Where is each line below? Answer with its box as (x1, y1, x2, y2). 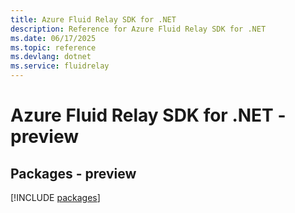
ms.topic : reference (10, 42, 97, 53)
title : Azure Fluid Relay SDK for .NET (10, 14, 177, 25)
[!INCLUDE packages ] (10, 192, 101, 203)
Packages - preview (10, 165, 137, 182)
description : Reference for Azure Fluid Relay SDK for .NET (10, 24, 267, 34)
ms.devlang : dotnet (10, 52, 92, 62)
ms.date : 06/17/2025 (10, 33, 97, 43)
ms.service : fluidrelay (10, 61, 110, 71)
